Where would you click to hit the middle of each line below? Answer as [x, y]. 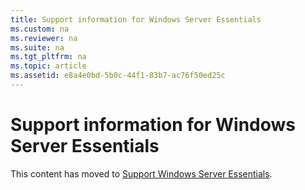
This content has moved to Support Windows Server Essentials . [141, 173]
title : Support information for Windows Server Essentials [136, 19]
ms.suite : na [37, 47]
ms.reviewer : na [44, 38]
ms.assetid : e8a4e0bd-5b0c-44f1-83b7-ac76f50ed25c [118, 76]
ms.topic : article [48, 66]
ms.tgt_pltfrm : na [48, 57]
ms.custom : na [40, 29]
